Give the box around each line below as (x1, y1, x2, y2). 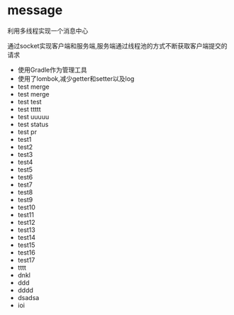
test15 (17, 241, 35, 249)
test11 (17, 210, 34, 219)
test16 (17, 248, 35, 257)
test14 (17, 233, 36, 241)
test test (17, 97, 42, 106)
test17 (17, 255, 35, 264)
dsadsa (17, 293, 40, 302)
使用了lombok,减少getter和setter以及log (17, 74, 135, 83)
